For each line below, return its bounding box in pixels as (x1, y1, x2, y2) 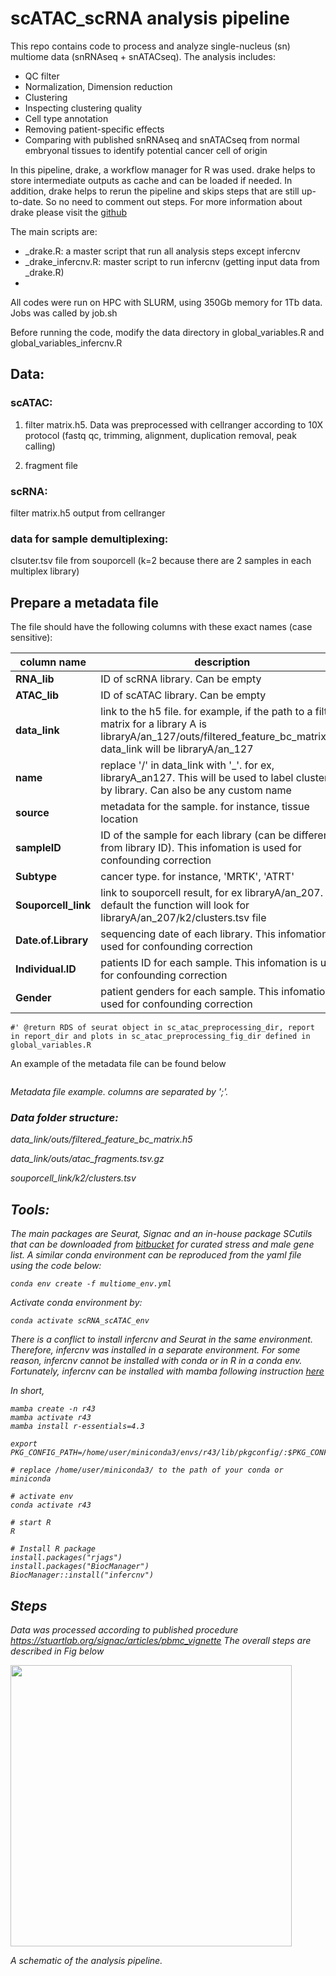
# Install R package (10, 1544, 97, 1554)
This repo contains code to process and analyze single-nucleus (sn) (10, 40, 291, 52)
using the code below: (10, 1260, 102, 1272)
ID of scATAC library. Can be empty (100, 688, 267, 702)
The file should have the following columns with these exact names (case (10, 621, 313, 633)
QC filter (24, 70, 60, 82)
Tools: (10, 1201, 50, 1218)
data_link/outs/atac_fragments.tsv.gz (10, 1153, 165, 1165)
